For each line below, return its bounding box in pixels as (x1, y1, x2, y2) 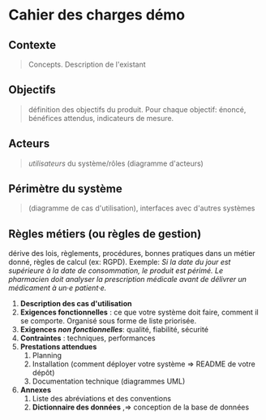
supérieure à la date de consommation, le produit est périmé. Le (8, 266, 224, 275)
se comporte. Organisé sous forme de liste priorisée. (19, 316, 197, 326)
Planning (32, 351, 62, 361)
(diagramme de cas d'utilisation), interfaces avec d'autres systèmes (28, 203, 255, 213)
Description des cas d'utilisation (19, 299, 132, 309)
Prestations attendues (19, 342, 97, 352)
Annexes (19, 385, 51, 395)
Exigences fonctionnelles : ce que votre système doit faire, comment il (19, 307, 259, 318)
